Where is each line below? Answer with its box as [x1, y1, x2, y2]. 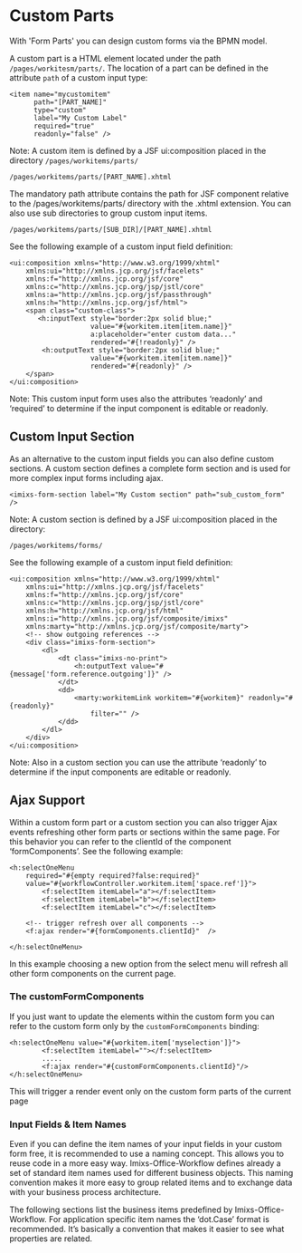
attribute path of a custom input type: [9, 72, 148, 82]
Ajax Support [9, 793, 86, 808]
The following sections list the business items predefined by [9, 1204, 233, 1215]
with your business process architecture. [9, 1187, 162, 1198]
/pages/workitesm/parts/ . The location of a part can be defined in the [9, 63, 269, 73]
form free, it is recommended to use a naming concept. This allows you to [9, 1148, 285, 1160]
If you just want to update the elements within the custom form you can [9, 1011, 275, 1022]
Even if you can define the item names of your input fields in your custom [9, 1139, 282, 1150]
